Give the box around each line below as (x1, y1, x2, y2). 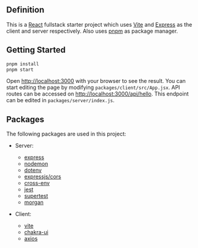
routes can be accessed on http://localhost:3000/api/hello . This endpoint (6, 90, 189, 97)
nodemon (24, 160, 48, 168)
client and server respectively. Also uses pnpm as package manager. (6, 27, 179, 34)
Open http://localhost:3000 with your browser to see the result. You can (6, 77, 186, 85)
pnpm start (6, 67, 34, 73)
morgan (24, 199, 44, 206)
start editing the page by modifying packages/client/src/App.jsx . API (6, 84, 180, 91)
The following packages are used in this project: (6, 130, 127, 138)
